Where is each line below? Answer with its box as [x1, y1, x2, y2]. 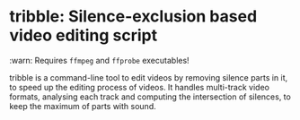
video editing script [9, 25, 158, 46]
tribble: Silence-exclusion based [9, 6, 258, 27]
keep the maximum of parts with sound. [9, 100, 156, 111]
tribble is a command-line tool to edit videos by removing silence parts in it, [9, 72, 288, 82]
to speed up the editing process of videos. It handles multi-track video [9, 81, 269, 92]
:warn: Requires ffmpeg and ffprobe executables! [9, 55, 190, 65]
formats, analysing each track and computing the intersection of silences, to [9, 91, 292, 102]
